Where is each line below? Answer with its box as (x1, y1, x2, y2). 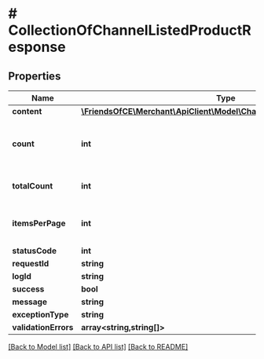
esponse (8, 38, 66, 56)
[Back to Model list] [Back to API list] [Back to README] (8, 343, 189, 351)
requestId (12, 258, 49, 269)
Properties (8, 69, 61, 82)
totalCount (12, 181, 53, 191)
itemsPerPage (12, 218, 66, 229)
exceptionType (12, 310, 69, 320)
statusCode (12, 245, 57, 256)
